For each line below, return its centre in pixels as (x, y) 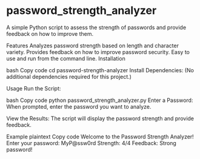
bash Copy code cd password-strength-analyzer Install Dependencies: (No (100, 70)
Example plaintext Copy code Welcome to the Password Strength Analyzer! (100, 137)
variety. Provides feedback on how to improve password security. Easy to (98, 52)
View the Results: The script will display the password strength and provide (100, 118)
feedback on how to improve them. (50, 33)
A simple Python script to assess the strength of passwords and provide (96, 27)
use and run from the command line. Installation (66, 58)
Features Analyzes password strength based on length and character (92, 46)
